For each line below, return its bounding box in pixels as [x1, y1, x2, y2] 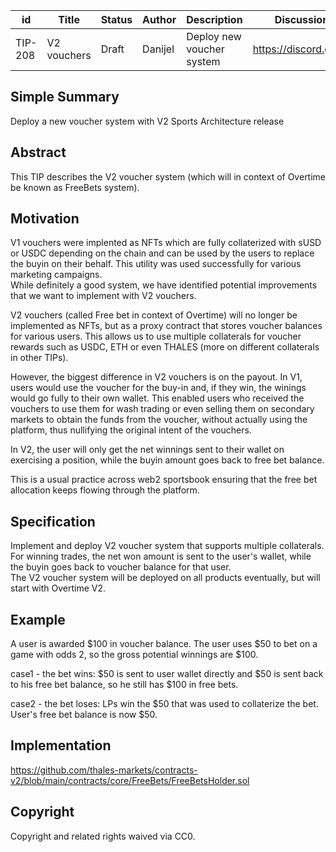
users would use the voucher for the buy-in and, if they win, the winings [10, 382, 307, 394]
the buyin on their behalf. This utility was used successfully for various [10, 258, 302, 270]
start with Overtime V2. [10, 582, 107, 594]
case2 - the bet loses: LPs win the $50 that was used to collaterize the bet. [10, 698, 319, 710]
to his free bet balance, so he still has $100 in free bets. [10, 679, 239, 691]
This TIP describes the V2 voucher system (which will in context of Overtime [10, 170, 327, 183]
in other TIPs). [10, 352, 69, 364]
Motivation [10, 210, 80, 228]
